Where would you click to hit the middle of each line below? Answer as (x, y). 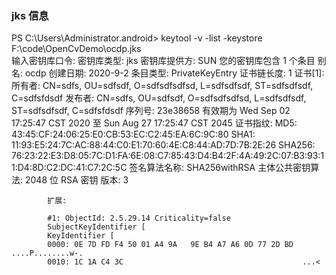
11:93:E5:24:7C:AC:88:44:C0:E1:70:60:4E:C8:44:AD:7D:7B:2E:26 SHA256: (163, 145)
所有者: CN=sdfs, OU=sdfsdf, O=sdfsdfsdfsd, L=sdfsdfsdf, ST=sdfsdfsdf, (162, 86)
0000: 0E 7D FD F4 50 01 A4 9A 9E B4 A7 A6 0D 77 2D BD (170, 245)
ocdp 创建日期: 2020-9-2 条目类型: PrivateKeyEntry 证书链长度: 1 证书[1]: (174, 73)
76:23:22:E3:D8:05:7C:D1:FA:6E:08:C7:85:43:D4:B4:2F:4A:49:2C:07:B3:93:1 (168, 156)
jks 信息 (30, 15)
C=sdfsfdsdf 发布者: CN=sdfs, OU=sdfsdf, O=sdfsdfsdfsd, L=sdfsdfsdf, (159, 98)
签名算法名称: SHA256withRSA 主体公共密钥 (220, 168)
